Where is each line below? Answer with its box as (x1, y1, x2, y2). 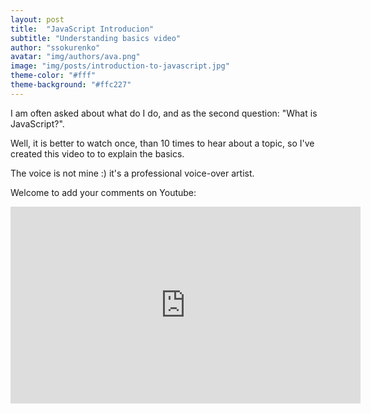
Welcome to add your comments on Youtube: (10, 186, 197, 198)
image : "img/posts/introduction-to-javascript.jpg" (10, 61, 230, 71)
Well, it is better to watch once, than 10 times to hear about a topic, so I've (10, 137, 315, 149)
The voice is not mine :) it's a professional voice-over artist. (10, 167, 255, 179)
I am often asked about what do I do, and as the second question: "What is (10, 107, 318, 119)
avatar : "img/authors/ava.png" (10, 52, 141, 62)
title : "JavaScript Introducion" (10, 24, 155, 34)
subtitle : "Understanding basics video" (10, 33, 182, 43)
